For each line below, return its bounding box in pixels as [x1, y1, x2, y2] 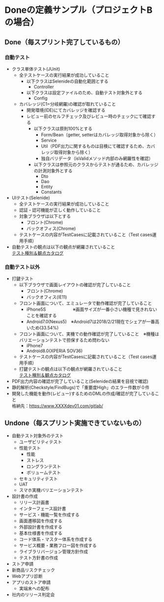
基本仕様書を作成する [19, 530, 62, 536]
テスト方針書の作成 [19, 554, 58, 561]
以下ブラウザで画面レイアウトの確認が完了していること [19, 282, 131, 288]
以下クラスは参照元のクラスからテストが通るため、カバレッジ [33, 161, 159, 167]
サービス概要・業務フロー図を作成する [19, 542, 97, 548]
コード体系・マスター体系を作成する [19, 536, 93, 542]
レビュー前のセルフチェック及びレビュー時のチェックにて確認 [26, 113, 152, 119]
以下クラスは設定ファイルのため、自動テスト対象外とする [26, 90, 143, 95]
